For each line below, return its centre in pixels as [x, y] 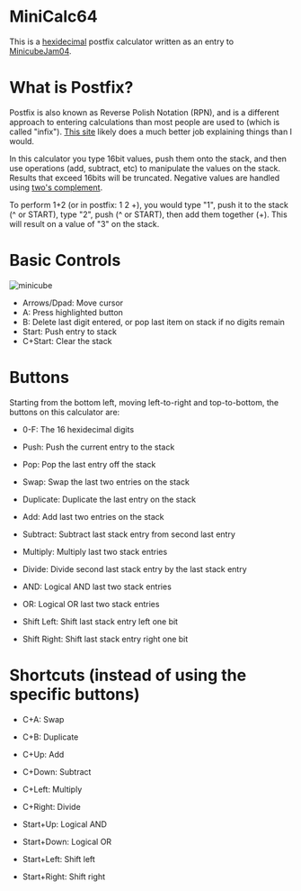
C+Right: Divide [51, 806]
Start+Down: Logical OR [67, 841]
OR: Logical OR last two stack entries [91, 604]
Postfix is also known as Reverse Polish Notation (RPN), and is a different [144, 112]
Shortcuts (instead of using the [128, 675]
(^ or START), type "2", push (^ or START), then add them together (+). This [148, 214]
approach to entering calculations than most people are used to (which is [145, 122]
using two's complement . [56, 187]
